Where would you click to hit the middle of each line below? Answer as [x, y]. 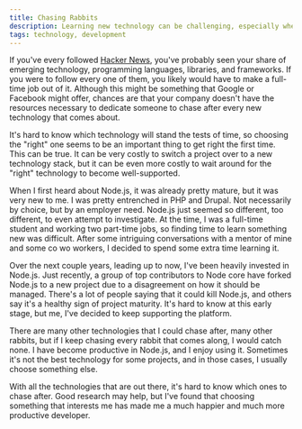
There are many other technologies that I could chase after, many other [141, 331]
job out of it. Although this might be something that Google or [141, 89]
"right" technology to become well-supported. [95, 173]
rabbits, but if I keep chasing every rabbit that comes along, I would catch [146, 341]
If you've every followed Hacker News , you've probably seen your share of [148, 60]
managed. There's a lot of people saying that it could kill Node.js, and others [151, 295]
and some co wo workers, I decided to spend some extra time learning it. [145, 248]
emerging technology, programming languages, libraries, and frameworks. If [151, 69]
